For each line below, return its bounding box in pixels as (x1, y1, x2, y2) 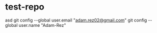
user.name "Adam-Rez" (19, 22, 66, 28)
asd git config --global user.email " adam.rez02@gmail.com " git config (5, 17, 147, 23)
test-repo (5, 1, 45, 12)
